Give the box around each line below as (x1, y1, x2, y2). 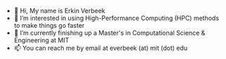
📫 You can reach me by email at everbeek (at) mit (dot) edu (13, 44, 188, 52)
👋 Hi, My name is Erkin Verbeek (13, 7, 105, 15)
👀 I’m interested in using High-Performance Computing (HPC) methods (13, 14, 220, 22)
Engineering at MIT (13, 36, 69, 44)
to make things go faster (13, 22, 85, 29)
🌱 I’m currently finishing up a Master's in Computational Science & (13, 28, 206, 37)
